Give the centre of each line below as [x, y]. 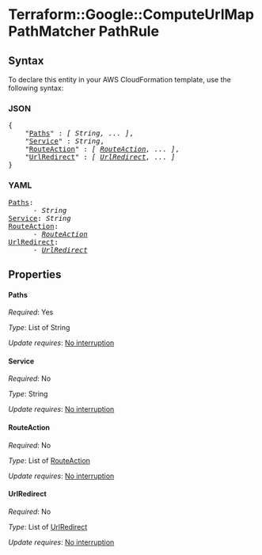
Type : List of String [39, 328]
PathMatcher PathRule [84, 31]
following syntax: [36, 88]
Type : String [28, 394]
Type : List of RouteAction [49, 460]
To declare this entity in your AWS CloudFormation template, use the [120, 80]
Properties [35, 274]
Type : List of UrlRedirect [48, 526]
